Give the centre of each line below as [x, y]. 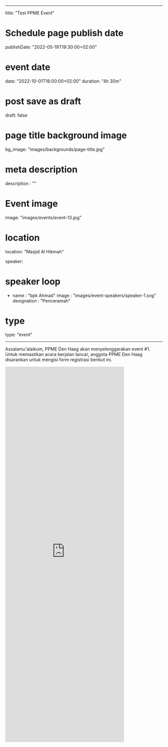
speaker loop [33, 281]
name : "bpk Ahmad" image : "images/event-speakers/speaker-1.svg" [84, 295]
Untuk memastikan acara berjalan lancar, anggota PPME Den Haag [74, 354]
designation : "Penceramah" [41, 300]
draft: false [16, 115]
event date [28, 67]
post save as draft [43, 101]
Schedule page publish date [64, 33]
